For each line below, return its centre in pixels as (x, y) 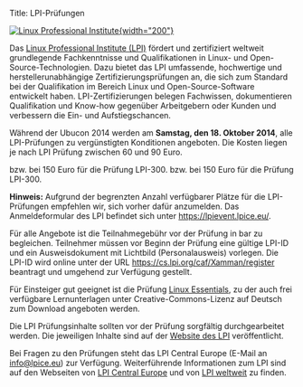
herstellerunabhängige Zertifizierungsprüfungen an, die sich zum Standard (149, 77)
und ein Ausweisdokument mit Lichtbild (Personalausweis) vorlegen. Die (144, 253)
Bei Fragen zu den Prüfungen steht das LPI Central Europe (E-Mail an (138, 353)
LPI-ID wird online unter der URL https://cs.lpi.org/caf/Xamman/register (142, 262)
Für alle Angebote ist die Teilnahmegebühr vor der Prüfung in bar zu (136, 233)
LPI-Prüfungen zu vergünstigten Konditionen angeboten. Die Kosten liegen (148, 142)
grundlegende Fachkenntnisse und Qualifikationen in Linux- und (129, 57)
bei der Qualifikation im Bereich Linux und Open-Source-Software (132, 86)
